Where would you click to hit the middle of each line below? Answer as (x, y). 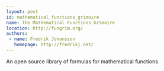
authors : (17, 34)
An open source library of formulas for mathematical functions (82, 61)
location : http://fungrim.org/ (45, 28)
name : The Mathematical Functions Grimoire (61, 22)
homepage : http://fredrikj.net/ (54, 45)
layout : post (22, 12)
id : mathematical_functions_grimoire (53, 17)
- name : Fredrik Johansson (42, 39)
